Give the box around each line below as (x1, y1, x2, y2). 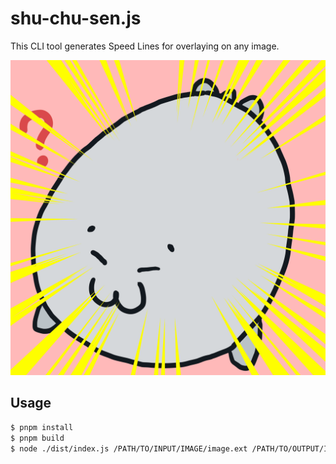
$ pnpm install (10, 422, 74, 432)
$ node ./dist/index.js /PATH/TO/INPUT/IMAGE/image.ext (10, 443, 248, 454)
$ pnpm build (10, 433, 65, 443)
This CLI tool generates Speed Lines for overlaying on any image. (10, 40, 280, 52)
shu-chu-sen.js (10, 7, 142, 30)
